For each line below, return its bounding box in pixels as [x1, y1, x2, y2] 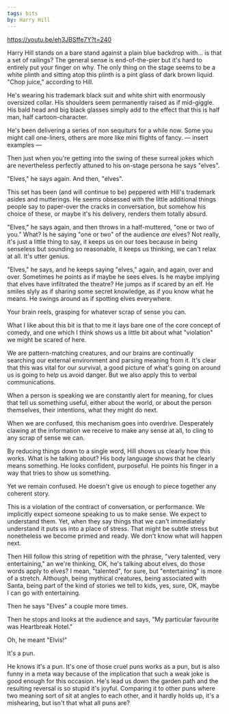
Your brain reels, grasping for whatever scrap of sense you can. [7, 308, 187, 316]
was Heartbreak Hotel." [7, 622, 73, 630]
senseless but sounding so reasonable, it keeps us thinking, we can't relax [7, 245, 217, 253]
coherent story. [7, 489, 50, 497]
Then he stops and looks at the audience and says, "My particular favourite [7, 615, 219, 624]
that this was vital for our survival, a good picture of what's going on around [7, 363, 221, 371]
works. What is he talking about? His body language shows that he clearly [7, 454, 215, 463]
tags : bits [7, 10, 38, 17]
